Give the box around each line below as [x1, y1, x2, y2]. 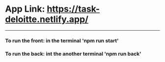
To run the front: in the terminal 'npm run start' [5, 37, 119, 44]
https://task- [46, 3, 100, 15]
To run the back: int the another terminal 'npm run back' [5, 50, 141, 57]
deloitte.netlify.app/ [5, 14, 88, 25]
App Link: [5, 3, 45, 15]
